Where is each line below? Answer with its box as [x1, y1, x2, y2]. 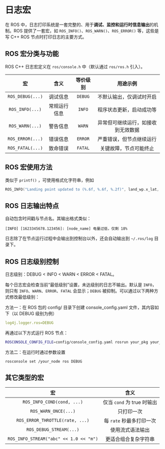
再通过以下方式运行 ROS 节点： [5, 330, 68, 336]
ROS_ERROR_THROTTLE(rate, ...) [16, 418, 89, 423]
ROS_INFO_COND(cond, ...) [23, 399, 83, 405]
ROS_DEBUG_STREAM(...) [26, 426, 80, 432]
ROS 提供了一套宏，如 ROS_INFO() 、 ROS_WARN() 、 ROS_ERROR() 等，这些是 [13, 27, 159, 33]
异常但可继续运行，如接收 [97, 119, 157, 126]
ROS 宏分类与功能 [5, 50, 59, 58]
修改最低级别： [9, 294, 40, 300]
